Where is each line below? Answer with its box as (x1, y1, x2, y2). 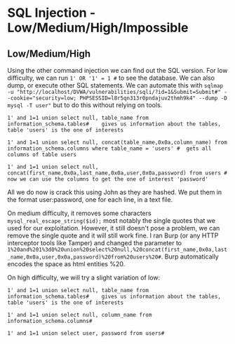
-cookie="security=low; (7, 95, 77, 102)
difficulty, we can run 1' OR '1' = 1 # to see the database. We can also (7, 74, 215, 82)
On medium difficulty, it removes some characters (7, 209, 152, 217)
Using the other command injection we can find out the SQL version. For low (7, 67, 228, 74)
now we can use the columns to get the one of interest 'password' (7, 176, 209, 183)
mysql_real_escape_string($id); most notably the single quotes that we (7, 216, 216, 225)
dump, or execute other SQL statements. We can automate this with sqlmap (7, 81, 223, 89)
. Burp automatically (161, 252, 219, 261)
